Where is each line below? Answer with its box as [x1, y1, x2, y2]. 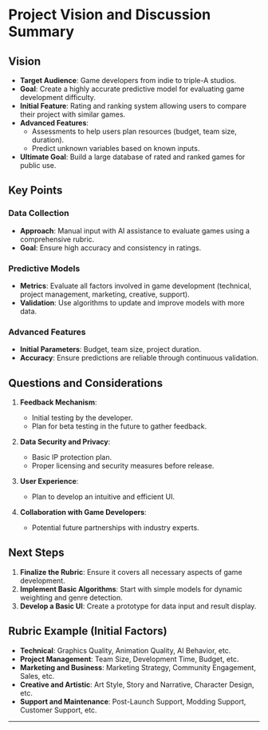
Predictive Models [8, 262, 81, 273]
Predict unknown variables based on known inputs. [31, 144, 200, 153]
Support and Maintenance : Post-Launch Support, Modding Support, [19, 696, 246, 706]
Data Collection [8, 208, 69, 219]
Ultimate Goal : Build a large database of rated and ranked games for [19, 152, 246, 162]
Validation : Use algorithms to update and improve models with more [19, 297, 245, 307]
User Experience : [19, 477, 79, 486]
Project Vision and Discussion [8, 6, 211, 24]
